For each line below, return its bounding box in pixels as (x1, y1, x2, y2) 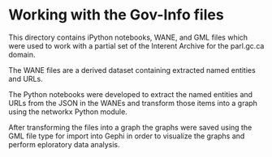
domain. (8, 49, 36, 59)
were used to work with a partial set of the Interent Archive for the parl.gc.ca (8, 40, 265, 50)
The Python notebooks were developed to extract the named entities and (8, 89, 253, 99)
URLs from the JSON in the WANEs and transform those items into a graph (8, 98, 258, 108)
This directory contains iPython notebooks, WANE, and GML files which (8, 32, 248, 42)
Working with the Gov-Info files (8, 6, 225, 24)
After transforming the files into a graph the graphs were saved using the (8, 122, 253, 132)
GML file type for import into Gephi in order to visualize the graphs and (8, 131, 245, 141)
